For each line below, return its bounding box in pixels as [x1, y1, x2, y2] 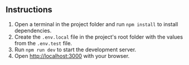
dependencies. [14, 27, 52, 34]
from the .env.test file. [14, 39, 73, 47]
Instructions [5, 5, 52, 15]
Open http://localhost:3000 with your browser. [14, 52, 130, 59]
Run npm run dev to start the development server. [14, 46, 137, 53]
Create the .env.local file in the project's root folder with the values [14, 33, 183, 41]
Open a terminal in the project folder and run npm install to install [14, 20, 178, 27]
